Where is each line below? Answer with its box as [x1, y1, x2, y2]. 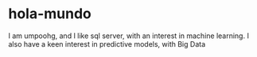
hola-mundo [8, 5, 92, 23]
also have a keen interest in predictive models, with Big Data [8, 39, 206, 48]
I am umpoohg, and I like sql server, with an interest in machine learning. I [8, 31, 249, 40]
